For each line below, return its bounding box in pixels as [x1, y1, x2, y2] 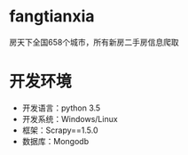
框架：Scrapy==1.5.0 [21, 125, 99, 135]
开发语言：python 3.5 [21, 102, 101, 113]
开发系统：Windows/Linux [21, 113, 118, 124]
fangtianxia [9, 6, 95, 27]
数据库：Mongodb [21, 135, 90, 146]
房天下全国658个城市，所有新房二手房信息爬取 [9, 37, 179, 47]
